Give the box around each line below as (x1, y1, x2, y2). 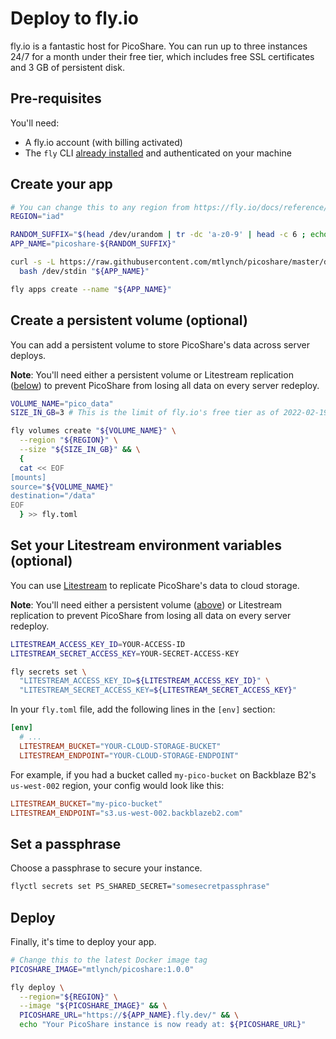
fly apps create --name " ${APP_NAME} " (10, 284, 172, 294)
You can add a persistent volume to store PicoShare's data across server (10, 338, 311, 351)
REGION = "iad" (10, 212, 65, 222)
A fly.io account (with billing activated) (24, 136, 183, 148)
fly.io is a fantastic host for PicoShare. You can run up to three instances (10, 40, 308, 52)
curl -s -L (10, 257, 56, 267)
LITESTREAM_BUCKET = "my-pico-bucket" (10, 798, 163, 809)
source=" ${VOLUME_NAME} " (10, 482, 114, 492)
